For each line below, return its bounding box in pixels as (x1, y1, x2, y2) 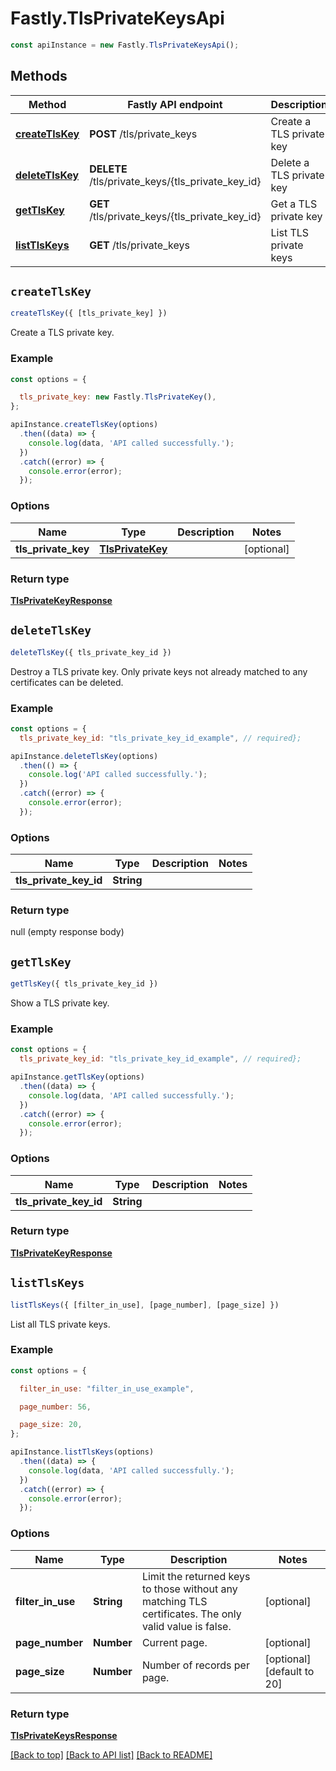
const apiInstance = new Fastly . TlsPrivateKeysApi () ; (10, 40, 240, 50)
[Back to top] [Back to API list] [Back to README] (10, 1748, 213, 1761)
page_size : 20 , (19, 1420, 83, 1430)
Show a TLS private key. (10, 997, 110, 1009)
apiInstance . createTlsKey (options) (10, 420, 159, 430)
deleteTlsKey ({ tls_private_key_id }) (10, 647, 172, 657)
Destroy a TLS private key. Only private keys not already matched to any (10, 665, 308, 677)
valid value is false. (141, 1619, 232, 1633)
